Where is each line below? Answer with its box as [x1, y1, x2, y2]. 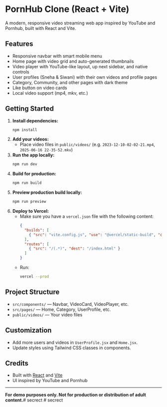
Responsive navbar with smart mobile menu [12, 53, 102, 59]
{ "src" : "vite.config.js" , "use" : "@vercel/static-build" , [29, 232, 156, 237]
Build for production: [12, 171, 56, 177]
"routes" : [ [24, 242, 49, 247]
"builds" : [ [24, 228, 49, 233]
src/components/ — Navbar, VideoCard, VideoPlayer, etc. [12, 301, 129, 307]
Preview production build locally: [12, 189, 82, 195]
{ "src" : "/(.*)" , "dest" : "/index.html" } [29, 246, 120, 251]
